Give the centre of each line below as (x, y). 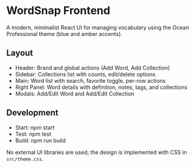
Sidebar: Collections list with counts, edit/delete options (85, 74)
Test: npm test (33, 134)
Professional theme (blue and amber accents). (65, 33)
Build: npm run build (40, 140)
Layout (20, 53)
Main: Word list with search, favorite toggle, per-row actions (90, 80)
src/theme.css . (25, 158)
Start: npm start (35, 127)
